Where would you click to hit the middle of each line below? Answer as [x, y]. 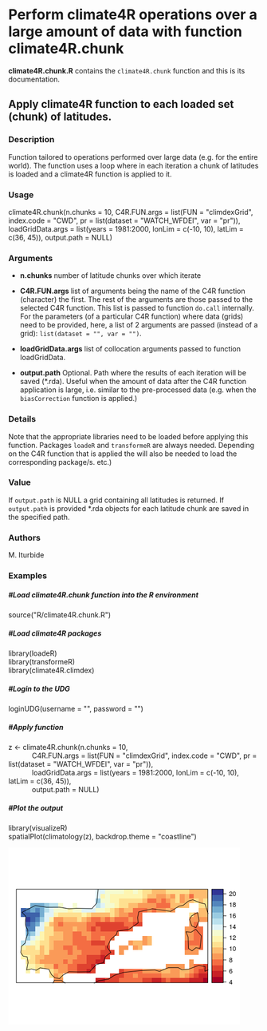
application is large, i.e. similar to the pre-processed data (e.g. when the [138, 390]
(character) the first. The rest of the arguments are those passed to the [136, 299]
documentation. [34, 79]
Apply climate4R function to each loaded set [121, 104]
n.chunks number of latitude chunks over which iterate [110, 276]
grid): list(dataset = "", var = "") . [80, 334]
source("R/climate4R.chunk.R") [60, 615]
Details [22, 419]
